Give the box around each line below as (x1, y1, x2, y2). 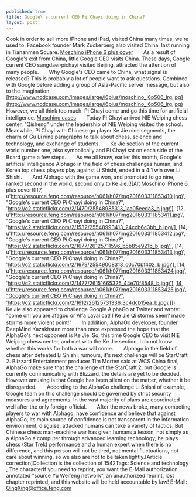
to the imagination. (6, 87, 51, 94)
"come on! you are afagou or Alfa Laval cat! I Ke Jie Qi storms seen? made (6, 312, 185, 319)
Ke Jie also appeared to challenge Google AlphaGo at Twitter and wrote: (6, 306, 180, 313)
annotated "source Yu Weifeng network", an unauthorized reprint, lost (6, 472, 174, 479)
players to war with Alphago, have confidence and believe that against (6, 410, 176, 417)
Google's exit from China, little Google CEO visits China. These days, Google (6, 55, 190, 62)
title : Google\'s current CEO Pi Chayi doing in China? (6, 14, 145, 20)
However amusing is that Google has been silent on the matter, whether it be (6, 376, 191, 384)
